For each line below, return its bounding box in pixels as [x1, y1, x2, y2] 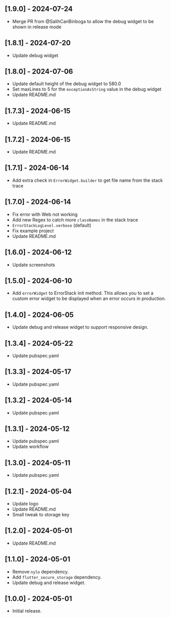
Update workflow [12, 443, 49, 450]
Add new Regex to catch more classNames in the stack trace [12, 216, 138, 223]
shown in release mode [12, 24, 62, 30]
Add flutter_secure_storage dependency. [12, 574, 102, 580]
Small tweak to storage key [12, 512, 70, 517]
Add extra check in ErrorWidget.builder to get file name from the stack [12, 177, 163, 183]
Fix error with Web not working [12, 211, 78, 217]
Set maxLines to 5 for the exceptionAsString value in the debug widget [12, 86, 162, 92]
